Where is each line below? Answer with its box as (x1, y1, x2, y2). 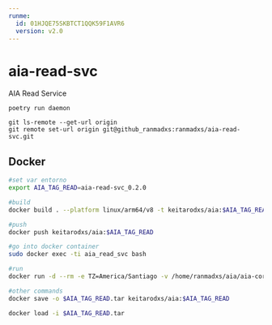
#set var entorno (8, 176, 67, 185)
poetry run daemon (8, 105, 70, 113)
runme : (8, 11, 31, 20)
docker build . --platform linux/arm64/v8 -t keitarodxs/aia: (8, 206, 223, 214)
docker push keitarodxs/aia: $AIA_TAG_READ (8, 228, 154, 236)
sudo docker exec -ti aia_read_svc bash (8, 250, 147, 259)
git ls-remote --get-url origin (8, 118, 117, 126)
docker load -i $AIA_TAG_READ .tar (8, 309, 125, 317)
